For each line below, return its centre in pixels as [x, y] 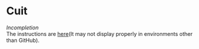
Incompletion [23, 27]
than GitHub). [23, 40]
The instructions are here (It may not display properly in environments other [99, 33]
